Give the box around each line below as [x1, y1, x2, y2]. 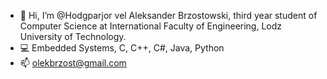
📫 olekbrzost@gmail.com [19, 57, 127, 69]
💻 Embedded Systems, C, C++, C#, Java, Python [19, 42, 225, 54]
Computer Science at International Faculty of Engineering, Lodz [19, 20, 283, 32]
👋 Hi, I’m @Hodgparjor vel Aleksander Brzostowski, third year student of [19, 10, 318, 21]
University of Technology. [19, 31, 127, 42]
